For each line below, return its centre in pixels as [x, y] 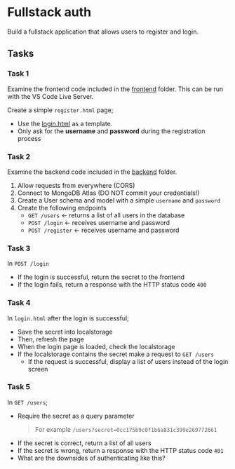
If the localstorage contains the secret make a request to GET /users [116, 354]
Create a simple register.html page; [60, 110]
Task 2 [19, 156]
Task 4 [19, 303]
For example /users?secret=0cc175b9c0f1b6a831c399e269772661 [126, 429]
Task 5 [19, 387]
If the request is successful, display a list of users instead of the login [128, 361]
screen [38, 369]
